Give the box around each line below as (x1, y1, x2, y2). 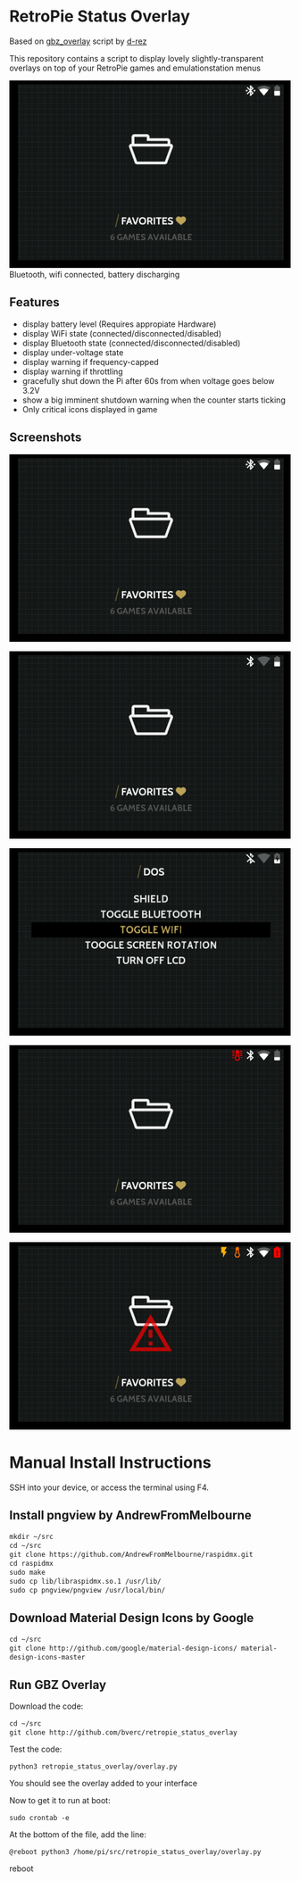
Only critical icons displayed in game (21, 404, 158, 414)
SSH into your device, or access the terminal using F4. (9, 1482, 210, 1493)
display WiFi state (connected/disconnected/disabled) (21, 328, 221, 338)
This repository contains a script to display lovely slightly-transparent (9, 53, 264, 63)
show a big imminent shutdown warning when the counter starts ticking (21, 395, 286, 405)
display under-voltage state (21, 346, 124, 358)
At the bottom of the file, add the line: (9, 1828, 147, 1840)
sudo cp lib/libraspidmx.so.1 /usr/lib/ (9, 1577, 162, 1586)
